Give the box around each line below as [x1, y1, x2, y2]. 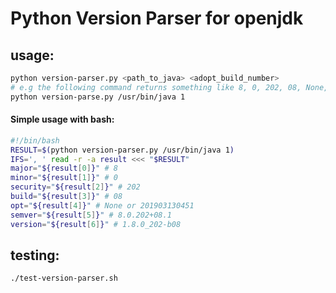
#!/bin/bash [10, 135, 60, 146]
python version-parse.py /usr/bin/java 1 [10, 92, 186, 102]
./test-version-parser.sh [10, 273, 118, 284]
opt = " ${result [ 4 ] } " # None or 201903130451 [10, 200, 195, 211]
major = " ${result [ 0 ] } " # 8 [10, 163, 118, 174]
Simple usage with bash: [10, 113, 115, 126]
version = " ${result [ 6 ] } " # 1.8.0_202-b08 [10, 219, 182, 229]
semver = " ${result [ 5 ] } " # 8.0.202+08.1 [10, 210, 172, 220]
